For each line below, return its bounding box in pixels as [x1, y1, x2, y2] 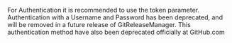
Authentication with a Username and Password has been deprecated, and [7, 13, 223, 21]
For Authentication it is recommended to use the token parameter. [7, 6, 200, 14]
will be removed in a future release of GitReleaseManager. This [7, 21, 192, 28]
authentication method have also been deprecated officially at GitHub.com [7, 28, 225, 36]
